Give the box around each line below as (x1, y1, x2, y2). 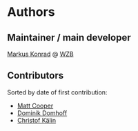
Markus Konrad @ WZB (7, 50, 74, 58)
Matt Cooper (17, 101, 54, 110)
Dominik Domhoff (17, 108, 68, 117)
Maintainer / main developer (7, 32, 131, 43)
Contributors (7, 70, 64, 81)
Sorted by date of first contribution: (7, 88, 108, 97)
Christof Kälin (17, 116, 57, 124)
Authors (7, 4, 55, 20)
